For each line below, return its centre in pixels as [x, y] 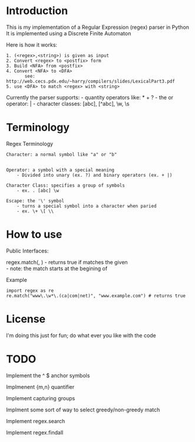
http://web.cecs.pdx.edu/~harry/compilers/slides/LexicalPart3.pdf [91, 81]
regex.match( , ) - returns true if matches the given [67, 262]
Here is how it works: [32, 45]
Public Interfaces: [27, 251]
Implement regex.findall [35, 432]
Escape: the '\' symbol [35, 201]
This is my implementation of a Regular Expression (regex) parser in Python [98, 27]
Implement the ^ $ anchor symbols [48, 375]
